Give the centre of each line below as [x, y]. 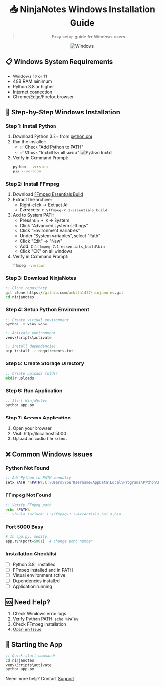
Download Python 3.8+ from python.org [53, 136]
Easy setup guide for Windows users [88, 37]
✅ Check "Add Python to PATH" [52, 147]
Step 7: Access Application [38, 418]
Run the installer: [29, 142]
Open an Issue [27, 629]
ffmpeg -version [29, 266]
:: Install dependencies [31, 346]
